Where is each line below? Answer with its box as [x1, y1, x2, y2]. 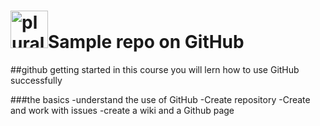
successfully [10, 74, 63, 86]
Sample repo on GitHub [48, 31, 245, 54]
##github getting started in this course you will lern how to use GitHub [10, 63, 300, 75]
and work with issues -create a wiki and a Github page [10, 104, 235, 116]
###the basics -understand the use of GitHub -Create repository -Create [10, 93, 311, 105]
